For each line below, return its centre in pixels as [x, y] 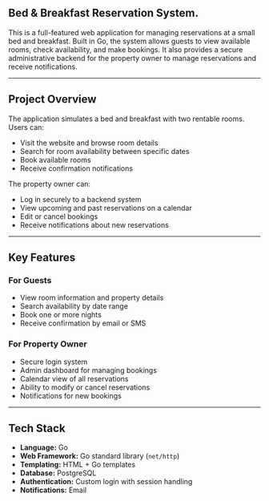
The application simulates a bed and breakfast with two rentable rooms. [126, 119]
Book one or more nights [60, 315]
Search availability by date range [74, 306]
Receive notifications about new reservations [94, 224]
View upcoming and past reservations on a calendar [106, 208]
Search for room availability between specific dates [104, 151]
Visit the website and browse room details [89, 143]
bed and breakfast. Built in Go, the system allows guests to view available [129, 41]
